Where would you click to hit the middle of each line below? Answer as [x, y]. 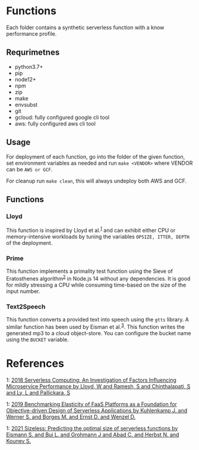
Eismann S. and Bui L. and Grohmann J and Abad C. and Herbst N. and [93, 435]
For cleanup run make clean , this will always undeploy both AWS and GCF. [97, 181]
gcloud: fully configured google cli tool [62, 117]
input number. [23, 291]
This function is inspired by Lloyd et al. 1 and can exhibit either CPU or [91, 230]
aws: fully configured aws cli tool [55, 124]
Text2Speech [26, 306]
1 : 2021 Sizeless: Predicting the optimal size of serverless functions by [92, 428]
